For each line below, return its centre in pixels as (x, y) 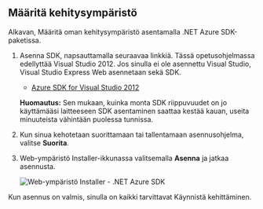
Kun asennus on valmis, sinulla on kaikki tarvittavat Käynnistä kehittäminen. (130, 196)
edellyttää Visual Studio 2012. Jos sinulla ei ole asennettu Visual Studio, (135, 64)
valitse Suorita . (44, 143)
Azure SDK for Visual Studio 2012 (85, 87)
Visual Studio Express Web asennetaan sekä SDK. (100, 72)
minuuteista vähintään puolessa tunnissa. (86, 119)
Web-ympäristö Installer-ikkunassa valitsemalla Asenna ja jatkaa (124, 158)
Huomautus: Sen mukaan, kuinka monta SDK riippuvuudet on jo (123, 102)
